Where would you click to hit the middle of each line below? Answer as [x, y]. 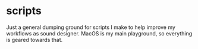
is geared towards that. [34, 40]
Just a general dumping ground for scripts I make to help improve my [91, 27]
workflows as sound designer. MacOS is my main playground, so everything [99, 33]
